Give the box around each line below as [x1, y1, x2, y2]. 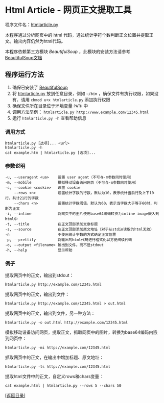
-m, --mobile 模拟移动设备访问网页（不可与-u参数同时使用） [5, 180, 139, 185]
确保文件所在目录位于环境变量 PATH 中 [12, 102, 88, 108]
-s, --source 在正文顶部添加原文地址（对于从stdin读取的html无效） [5, 227, 154, 232]
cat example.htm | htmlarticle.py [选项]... [5, 151, 96, 155]
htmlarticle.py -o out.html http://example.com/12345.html [5, 320, 128, 325]
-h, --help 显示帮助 [5, 248, 72, 253]
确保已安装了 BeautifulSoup [12, 84, 68, 90]
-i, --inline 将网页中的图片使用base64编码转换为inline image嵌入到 [5, 211, 159, 216]
